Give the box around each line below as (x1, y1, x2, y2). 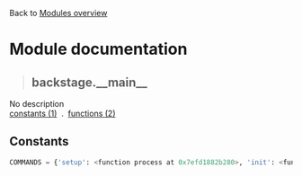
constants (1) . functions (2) (9, 108, 116, 119)
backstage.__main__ (31, 75, 148, 90)
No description (9, 99, 65, 109)
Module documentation (9, 40, 188, 59)
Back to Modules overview (9, 8, 108, 18)
